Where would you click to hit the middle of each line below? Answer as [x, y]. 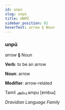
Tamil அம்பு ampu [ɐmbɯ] [30, 93]
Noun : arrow [18, 74]
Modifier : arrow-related [28, 83]
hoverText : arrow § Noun [30, 28]
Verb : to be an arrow [26, 64]
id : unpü [14, 9]
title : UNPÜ [17, 18]
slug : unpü [16, 14]
